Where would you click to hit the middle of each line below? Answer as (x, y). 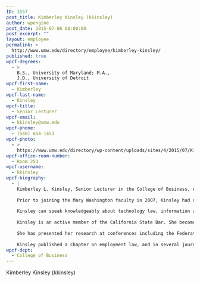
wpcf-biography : (26, 178)
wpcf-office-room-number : (38, 156)
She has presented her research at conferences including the (96, 233)
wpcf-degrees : (24, 61)
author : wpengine (28, 23)
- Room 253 (25, 162)
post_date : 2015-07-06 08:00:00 (46, 28)
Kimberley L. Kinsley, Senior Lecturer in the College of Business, (104, 189)
